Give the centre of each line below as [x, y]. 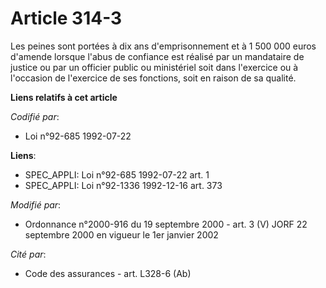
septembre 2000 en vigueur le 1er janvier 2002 [121, 234]
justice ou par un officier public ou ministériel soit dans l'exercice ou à [154, 67]
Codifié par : [35, 116]
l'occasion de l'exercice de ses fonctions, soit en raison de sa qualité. [153, 78]
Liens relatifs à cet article [64, 97]
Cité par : [28, 254]
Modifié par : [36, 204]
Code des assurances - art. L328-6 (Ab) [108, 273]
